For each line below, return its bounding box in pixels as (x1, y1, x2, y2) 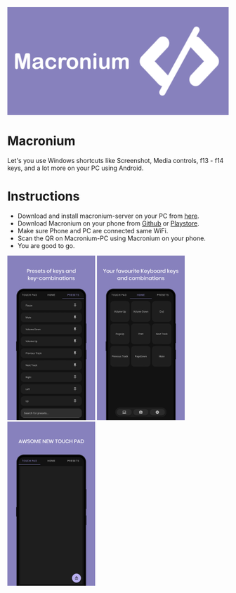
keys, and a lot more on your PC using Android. (7, 164, 144, 172)
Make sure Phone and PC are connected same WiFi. (17, 226, 169, 235)
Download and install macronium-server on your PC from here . (17, 211, 199, 220)
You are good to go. (17, 241, 75, 249)
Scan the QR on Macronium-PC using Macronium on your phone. (17, 234, 206, 242)
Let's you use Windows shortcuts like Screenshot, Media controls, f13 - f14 (7, 157, 224, 165)
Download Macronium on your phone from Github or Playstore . (17, 219, 200, 228)
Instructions (7, 188, 80, 204)
